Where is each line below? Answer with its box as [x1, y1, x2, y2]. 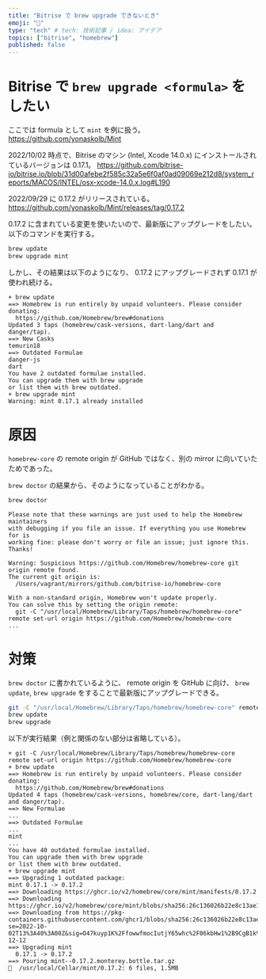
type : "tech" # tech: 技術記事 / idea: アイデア [8, 26, 162, 34]
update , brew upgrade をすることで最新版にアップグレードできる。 [8, 688, 224, 697]
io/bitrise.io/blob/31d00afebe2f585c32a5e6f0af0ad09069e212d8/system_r [8, 170, 255, 179]
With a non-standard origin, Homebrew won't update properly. [8, 593, 218, 602]
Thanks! [8, 545, 34, 553]
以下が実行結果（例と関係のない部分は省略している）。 [8, 733, 185, 743]
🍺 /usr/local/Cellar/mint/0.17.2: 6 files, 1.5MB [8, 964, 179, 973]
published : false [8, 41, 66, 49]
